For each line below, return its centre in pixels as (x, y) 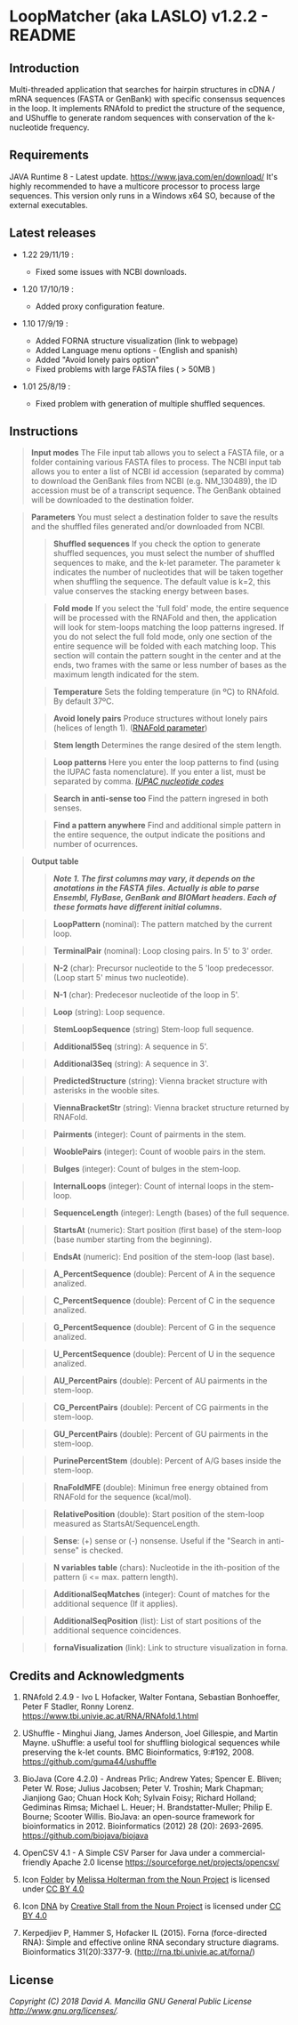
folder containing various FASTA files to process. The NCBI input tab (156, 462)
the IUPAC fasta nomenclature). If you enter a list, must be (160, 772)
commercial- (242, 1853)
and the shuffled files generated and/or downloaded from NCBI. (148, 527)
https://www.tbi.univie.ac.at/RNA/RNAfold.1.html (110, 1716)
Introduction (44, 68)
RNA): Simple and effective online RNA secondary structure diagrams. (150, 1942)
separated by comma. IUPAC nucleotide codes (138, 781)
